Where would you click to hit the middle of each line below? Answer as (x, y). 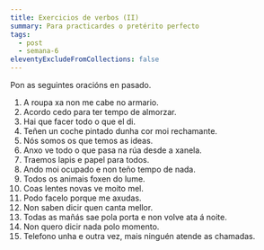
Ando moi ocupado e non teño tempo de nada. (109, 169)
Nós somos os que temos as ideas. (88, 141)
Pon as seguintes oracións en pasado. (81, 85)
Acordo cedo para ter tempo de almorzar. (100, 112)
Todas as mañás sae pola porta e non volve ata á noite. (125, 217)
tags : (20, 34)
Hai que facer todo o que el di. (79, 121)
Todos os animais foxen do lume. (84, 179)
